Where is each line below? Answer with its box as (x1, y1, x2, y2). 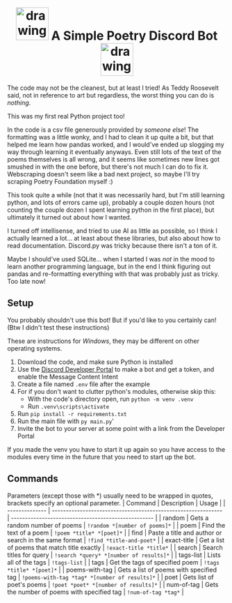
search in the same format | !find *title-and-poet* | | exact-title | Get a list (7, 535, 224, 544)
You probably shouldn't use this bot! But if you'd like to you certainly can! (7, 316, 217, 324)
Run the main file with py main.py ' (17, 417, 115, 425)
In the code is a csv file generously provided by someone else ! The (7, 125, 199, 134)
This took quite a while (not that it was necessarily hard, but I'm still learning (7, 190, 225, 199)
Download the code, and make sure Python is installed (17, 358, 174, 366)
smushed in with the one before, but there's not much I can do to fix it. (7, 162, 208, 171)
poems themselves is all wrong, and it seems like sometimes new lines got (7, 155, 220, 163)
